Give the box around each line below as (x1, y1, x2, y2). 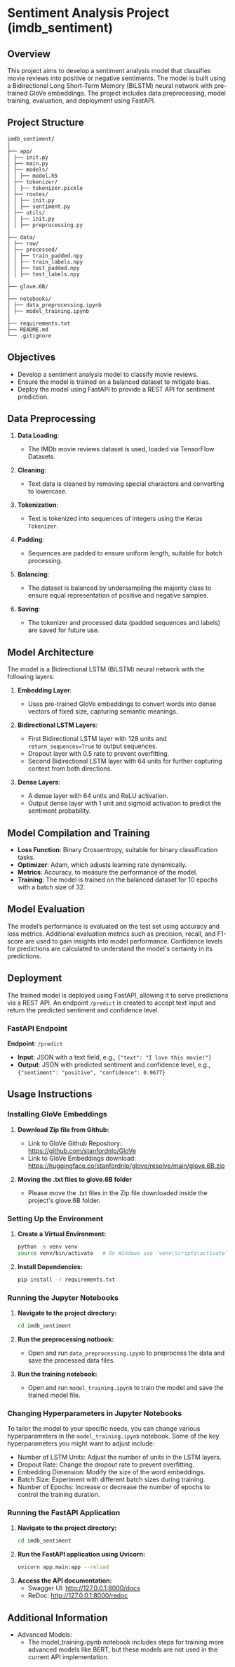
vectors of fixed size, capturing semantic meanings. (27, 707, 178, 716)
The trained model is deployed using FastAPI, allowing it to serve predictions (7, 991, 229, 999)
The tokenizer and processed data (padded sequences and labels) (27, 619, 221, 627)
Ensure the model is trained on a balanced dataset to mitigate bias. (17, 378, 210, 386)
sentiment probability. (27, 806, 91, 815)
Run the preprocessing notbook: (17, 1334, 114, 1344)
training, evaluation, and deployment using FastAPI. (7, 96, 156, 105)
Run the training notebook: (17, 1370, 98, 1378)
